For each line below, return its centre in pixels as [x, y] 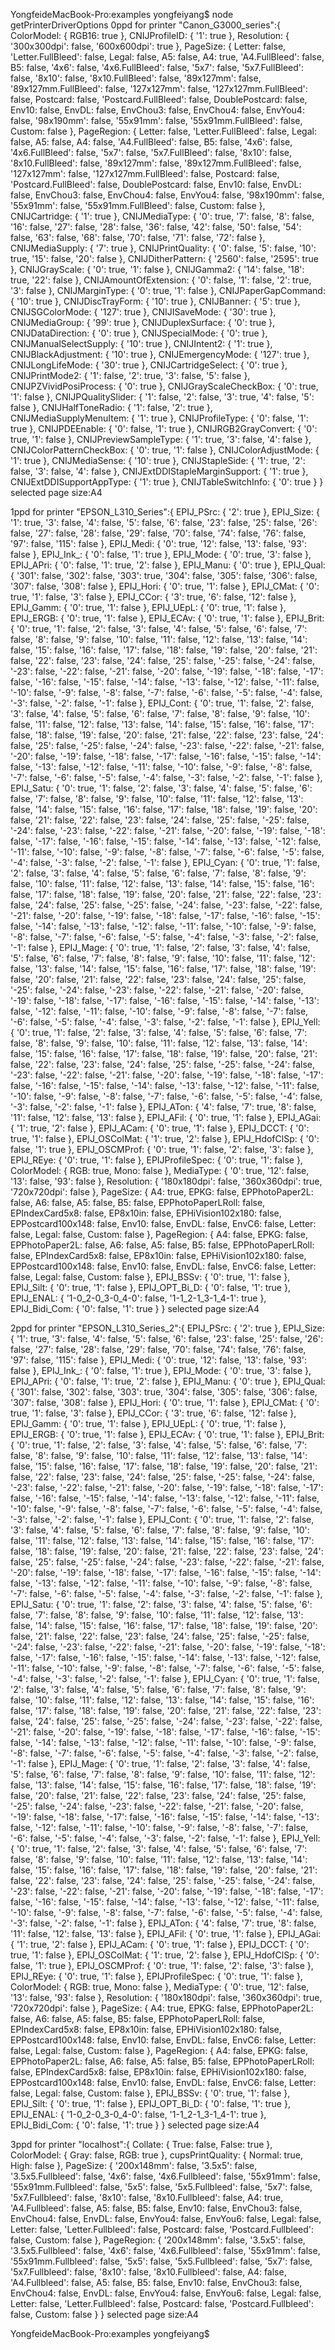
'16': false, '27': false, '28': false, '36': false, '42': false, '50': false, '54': [156, 227]
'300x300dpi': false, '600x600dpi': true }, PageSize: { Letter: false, [148, 46]
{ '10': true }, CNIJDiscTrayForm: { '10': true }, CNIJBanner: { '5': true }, [155, 301]
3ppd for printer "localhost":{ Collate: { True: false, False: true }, [141, 2144]
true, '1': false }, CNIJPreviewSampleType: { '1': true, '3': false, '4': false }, [161, 439]
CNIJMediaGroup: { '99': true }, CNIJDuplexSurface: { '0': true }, [143, 322]
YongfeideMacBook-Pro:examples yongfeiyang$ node [122, 14]
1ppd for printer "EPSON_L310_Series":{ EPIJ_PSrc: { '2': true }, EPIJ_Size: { [165, 512]
